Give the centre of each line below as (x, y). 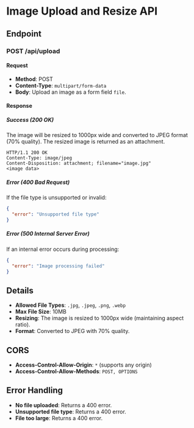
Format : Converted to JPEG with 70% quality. (72, 331)
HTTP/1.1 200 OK (27, 153)
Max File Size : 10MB (41, 312)
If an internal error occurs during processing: (63, 249)
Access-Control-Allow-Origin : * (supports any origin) (84, 365)
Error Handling (34, 391)
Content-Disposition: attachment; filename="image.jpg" (79, 163)
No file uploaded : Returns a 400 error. (63, 405)
